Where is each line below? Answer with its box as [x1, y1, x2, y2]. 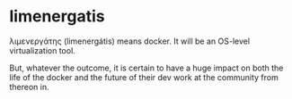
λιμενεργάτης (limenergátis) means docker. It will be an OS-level [9, 36, 250, 46]
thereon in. [9, 81, 49, 92]
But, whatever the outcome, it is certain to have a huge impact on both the [9, 62, 284, 73]
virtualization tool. [9, 45, 76, 55]
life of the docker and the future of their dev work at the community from [9, 71, 279, 82]
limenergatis [9, 6, 105, 27]
